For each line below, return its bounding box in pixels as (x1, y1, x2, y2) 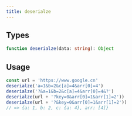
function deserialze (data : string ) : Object (6, 46, 114, 52)
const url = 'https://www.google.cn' (6, 77, 99, 84)
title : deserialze (6, 8, 51, 15)
